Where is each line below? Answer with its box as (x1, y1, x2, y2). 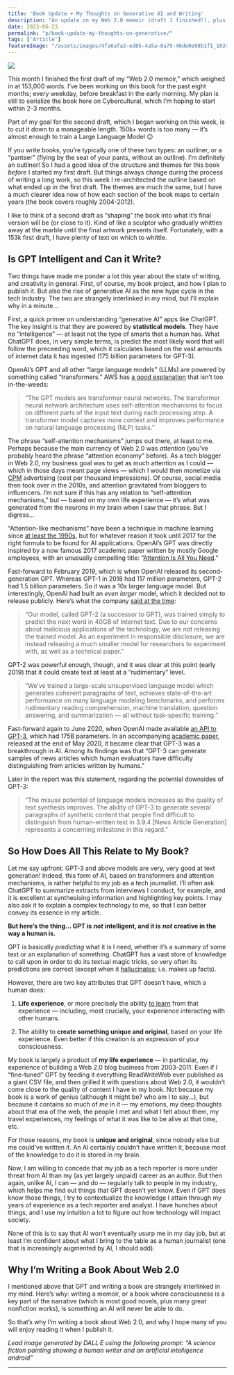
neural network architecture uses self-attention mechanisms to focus (24, 401, 223, 409)
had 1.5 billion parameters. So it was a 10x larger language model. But (8, 581, 207, 590)
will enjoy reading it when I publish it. (8, 1326, 114, 1334)
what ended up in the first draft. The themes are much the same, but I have (8, 183, 223, 191)
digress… (8, 510, 35, 519)
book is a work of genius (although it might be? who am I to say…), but (8, 1093, 209, 1101)
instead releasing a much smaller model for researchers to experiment (24, 639, 226, 648)
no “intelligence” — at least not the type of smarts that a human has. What (8, 330, 220, 338)
